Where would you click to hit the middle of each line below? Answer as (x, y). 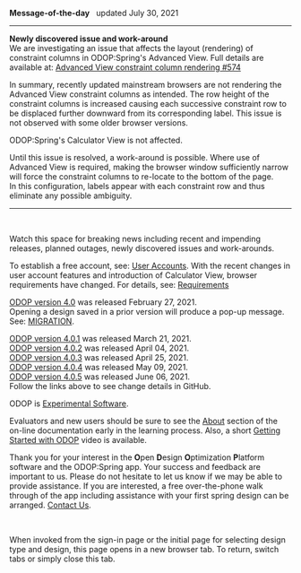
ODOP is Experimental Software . (69, 404)
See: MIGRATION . (42, 321)
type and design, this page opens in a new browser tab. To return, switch (144, 549)
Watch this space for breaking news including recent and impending (135, 239)
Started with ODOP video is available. (78, 440)
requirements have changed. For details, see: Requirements (119, 285)
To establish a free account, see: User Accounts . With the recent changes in (150, 265)
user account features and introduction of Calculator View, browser (133, 275)
